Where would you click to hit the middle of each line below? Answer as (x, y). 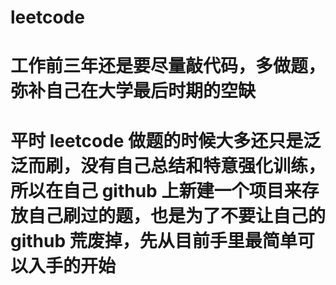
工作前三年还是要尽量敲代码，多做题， (168, 66)
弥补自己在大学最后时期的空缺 (133, 91)
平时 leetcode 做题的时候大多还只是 (157, 140)
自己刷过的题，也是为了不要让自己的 (177, 215)
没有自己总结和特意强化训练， (203, 165)
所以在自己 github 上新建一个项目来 (156, 190)
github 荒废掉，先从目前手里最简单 (154, 240)
